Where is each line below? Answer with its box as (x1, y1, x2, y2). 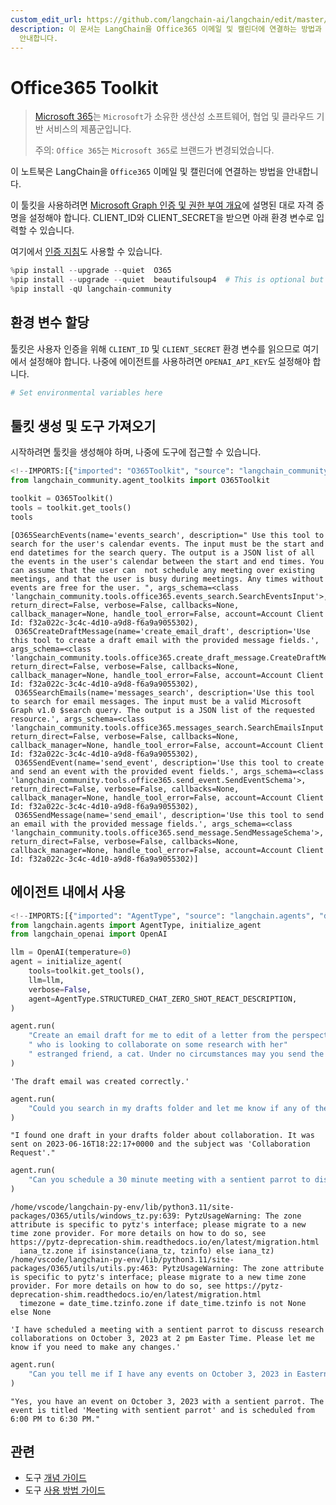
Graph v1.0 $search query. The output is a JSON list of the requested (10, 705, 315, 715)
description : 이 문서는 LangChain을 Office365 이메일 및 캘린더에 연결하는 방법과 (10, 24, 322, 34)
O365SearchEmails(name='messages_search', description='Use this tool (14, 687, 315, 698)
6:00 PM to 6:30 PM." (10, 1414, 101, 1424)
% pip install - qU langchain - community (10, 284, 172, 295)
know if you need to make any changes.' (10, 1342, 182, 1352)
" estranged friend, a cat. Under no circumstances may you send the (28, 1049, 325, 1059)
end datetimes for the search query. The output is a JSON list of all (10, 547, 315, 558)
